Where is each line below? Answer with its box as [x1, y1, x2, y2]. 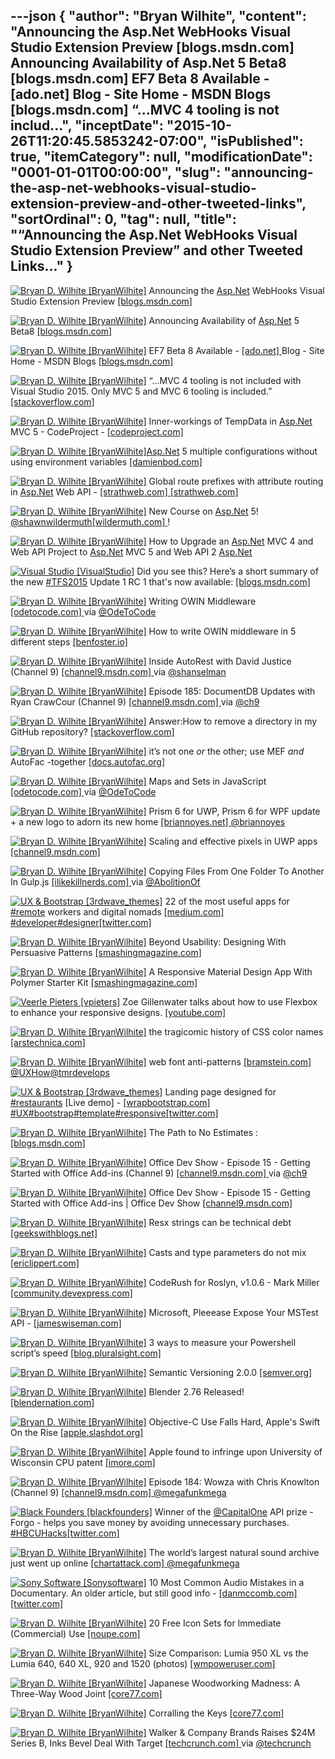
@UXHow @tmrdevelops [10, 1066, 110, 1078]
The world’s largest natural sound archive [148, 1546, 320, 1558]
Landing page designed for [164, 1085, 277, 1098]
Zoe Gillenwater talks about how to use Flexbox [122, 995, 318, 1008]
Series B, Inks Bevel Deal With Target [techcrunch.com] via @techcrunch [10, 1737, 312, 1749]
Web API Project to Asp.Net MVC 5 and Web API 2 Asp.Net [10, 545, 253, 558]
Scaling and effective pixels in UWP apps [148, 835, 318, 847]
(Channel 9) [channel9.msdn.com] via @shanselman [10, 665, 227, 678]
